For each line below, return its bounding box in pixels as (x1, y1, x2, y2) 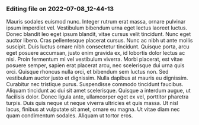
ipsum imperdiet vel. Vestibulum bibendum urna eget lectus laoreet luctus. (6, 24, 188, 31)
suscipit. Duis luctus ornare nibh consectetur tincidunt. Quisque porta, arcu (6, 43, 190, 50)
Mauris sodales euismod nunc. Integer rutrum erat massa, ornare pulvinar (6, 18, 186, 25)
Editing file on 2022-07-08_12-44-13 (6, 5, 114, 13)
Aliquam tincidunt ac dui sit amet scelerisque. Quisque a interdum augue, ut (6, 87, 191, 94)
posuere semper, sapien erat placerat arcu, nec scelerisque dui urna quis (6, 62, 185, 69)
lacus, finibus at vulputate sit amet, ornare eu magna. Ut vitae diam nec (6, 106, 180, 113)
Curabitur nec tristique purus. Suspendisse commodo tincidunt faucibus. (6, 81, 184, 88)
